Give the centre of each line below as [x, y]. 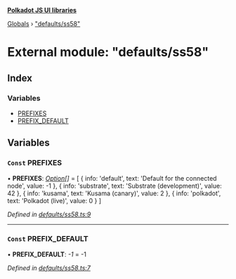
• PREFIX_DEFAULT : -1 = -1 [47, 254]
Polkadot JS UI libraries [42, 10]
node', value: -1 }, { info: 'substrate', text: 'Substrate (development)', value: [115, 186]
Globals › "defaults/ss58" [44, 24]
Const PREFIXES [34, 163]
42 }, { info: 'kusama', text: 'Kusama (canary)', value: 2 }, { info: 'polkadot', [114, 193]
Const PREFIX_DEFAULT [48, 239]
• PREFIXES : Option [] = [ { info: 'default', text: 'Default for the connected [112, 178]
